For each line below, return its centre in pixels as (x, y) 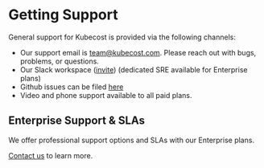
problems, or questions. (59, 61)
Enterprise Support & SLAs (77, 121)
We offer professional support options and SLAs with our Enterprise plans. (132, 140)
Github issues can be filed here (72, 87)
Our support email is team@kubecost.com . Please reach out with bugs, (138, 52)
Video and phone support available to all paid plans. (106, 95)
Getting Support (63, 15)
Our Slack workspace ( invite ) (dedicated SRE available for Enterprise (134, 69)
